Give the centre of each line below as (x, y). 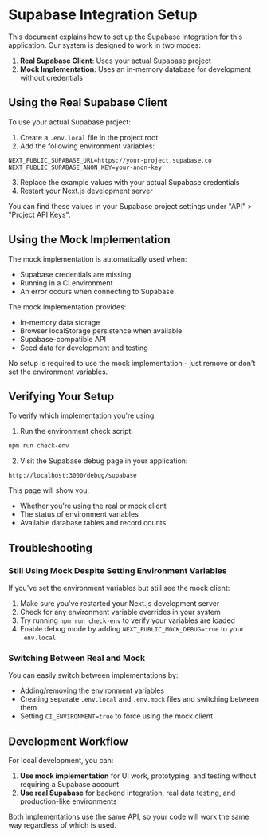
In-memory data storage (60, 322)
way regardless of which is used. (63, 825)
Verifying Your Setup (61, 396)
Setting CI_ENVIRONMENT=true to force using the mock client (116, 716)
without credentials (51, 77)
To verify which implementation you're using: (82, 415)
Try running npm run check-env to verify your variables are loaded (127, 620)
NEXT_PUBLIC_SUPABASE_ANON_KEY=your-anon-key (85, 167)
